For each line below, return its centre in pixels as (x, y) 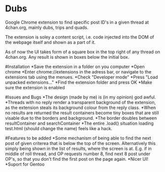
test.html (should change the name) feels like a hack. (59, 128)
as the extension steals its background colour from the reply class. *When (81, 107)
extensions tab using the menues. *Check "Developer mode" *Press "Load (82, 77)
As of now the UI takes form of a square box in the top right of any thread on (82, 52)
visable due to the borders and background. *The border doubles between (81, 118)
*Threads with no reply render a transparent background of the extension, (81, 102)
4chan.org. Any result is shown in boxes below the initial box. (67, 57)
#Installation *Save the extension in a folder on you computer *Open (75, 67)
